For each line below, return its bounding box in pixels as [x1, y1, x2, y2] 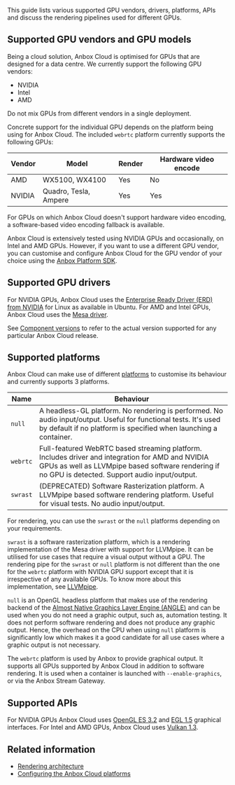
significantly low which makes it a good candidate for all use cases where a [7, 634, 225, 642]
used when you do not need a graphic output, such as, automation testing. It [7, 611, 227, 620]
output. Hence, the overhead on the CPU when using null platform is [7, 626, 206, 634]
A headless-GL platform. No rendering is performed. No [39, 406, 224, 416]
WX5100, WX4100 [42, 175, 106, 184]
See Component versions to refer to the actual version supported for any [7, 324, 217, 332]
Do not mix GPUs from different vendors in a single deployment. [7, 109, 192, 118]
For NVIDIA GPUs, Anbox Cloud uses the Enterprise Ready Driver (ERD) [7, 295, 213, 303]
